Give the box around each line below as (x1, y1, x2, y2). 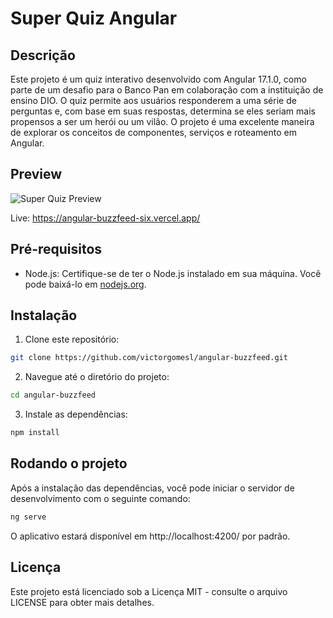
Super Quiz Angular (10, 7, 178, 30)
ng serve (10, 512, 47, 522)
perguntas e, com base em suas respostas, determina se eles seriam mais (10, 105, 316, 117)
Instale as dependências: (24, 408, 128, 421)
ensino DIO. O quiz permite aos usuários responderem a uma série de (10, 95, 297, 106)
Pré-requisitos (10, 241, 103, 258)
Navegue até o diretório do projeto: (24, 371, 170, 383)
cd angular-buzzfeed (10, 390, 97, 401)
